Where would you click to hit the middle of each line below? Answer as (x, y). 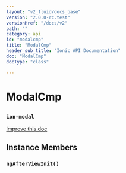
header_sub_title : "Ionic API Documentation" (63, 51)
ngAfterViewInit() (33, 164)
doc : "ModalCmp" (26, 56)
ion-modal (20, 116)
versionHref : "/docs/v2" (37, 23)
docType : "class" (28, 62)
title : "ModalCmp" (29, 45)
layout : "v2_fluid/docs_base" (44, 12)
